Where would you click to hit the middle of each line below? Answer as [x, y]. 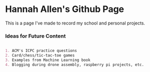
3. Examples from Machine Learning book [48, 60]
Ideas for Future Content [35, 36]
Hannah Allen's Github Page [65, 9]
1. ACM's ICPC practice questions [41, 51]
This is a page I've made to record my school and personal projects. [75, 23]
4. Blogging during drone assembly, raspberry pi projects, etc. [74, 64]
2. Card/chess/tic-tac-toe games [40, 55]
